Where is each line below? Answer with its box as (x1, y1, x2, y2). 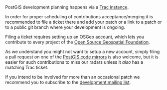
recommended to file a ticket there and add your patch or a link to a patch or (5, 19, 162, 25)
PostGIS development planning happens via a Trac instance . (5, 4, 129, 10)
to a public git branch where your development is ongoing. (5, 24, 126, 30)
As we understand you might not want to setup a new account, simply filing (5, 49, 160, 54)
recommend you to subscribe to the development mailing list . (5, 79, 131, 85)
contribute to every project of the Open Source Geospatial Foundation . (5, 39, 151, 45)
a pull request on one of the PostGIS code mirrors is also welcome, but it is (5, 54, 159, 60)
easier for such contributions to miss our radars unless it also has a (5, 59, 144, 65)
